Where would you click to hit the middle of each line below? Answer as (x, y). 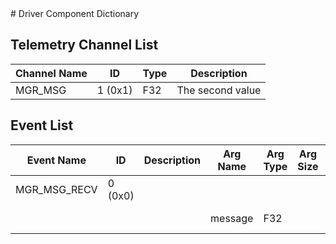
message (232, 218)
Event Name (56, 160)
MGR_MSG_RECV (56, 189)
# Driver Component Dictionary (75, 13)
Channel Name (51, 73)
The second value (219, 90)
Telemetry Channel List (84, 45)
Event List (42, 125)
